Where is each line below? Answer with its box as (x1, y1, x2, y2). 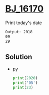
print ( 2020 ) (12, 76, 38, 81)
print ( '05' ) (12, 80, 38, 85)
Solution (5, 52, 32, 61)
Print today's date (5, 20, 42, 26)
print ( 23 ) (12, 85, 34, 90)
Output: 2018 (5, 29, 33, 34)
